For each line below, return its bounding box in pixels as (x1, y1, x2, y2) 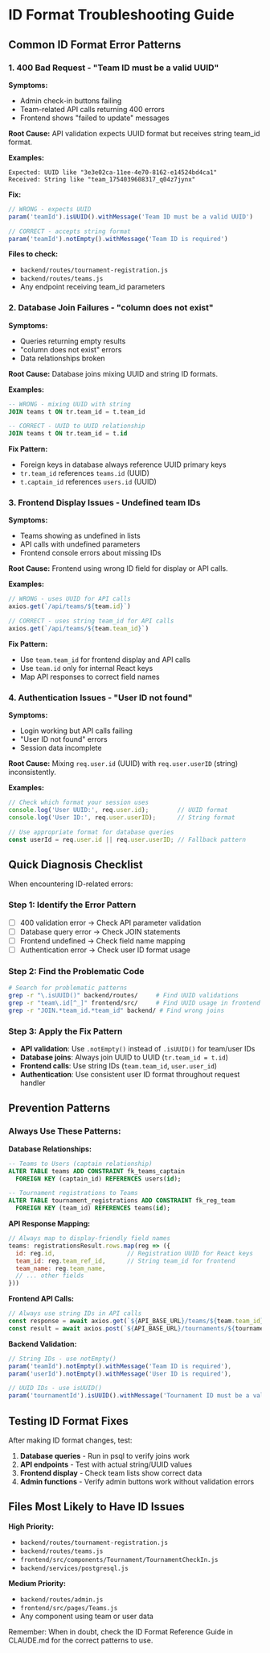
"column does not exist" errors (19, 344, 122, 354)
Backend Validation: (8, 1339, 77, 1348)
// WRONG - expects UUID (8, 205, 92, 213)
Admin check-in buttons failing (19, 95, 122, 106)
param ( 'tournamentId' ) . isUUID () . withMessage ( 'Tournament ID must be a (8, 1392, 250, 1400)
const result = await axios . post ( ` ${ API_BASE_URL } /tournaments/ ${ (8, 1324, 235, 1332)
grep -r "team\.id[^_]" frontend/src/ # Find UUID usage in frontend (8, 999, 261, 1007)
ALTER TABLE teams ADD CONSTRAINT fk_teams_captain (8, 1167, 185, 1175)
